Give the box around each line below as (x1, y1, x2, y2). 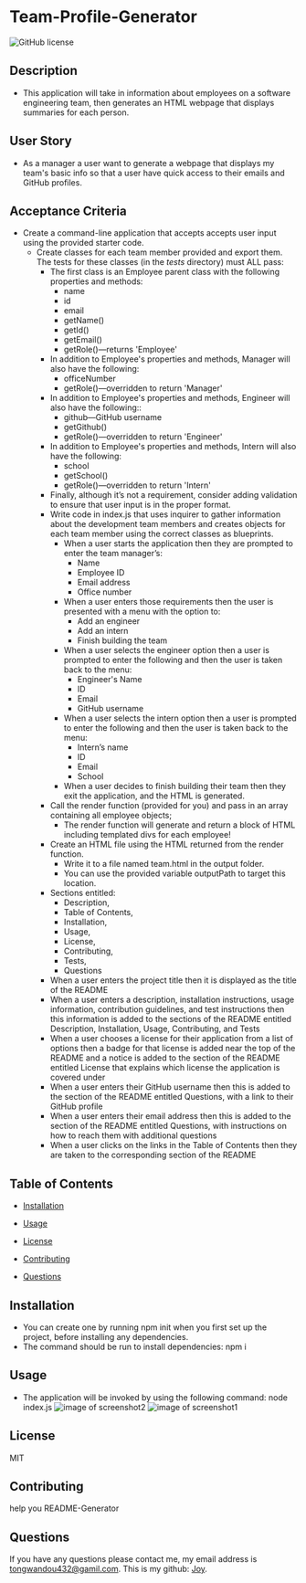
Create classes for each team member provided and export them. (36, 247, 283, 258)
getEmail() (63, 334, 103, 345)
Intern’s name (77, 742, 129, 753)
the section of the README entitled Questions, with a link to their (49, 1092, 294, 1103)
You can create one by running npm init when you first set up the (22, 1322, 268, 1333)
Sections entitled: (49, 888, 116, 899)
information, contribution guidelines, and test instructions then (49, 1004, 285, 1015)
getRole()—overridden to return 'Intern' (63, 480, 212, 491)
